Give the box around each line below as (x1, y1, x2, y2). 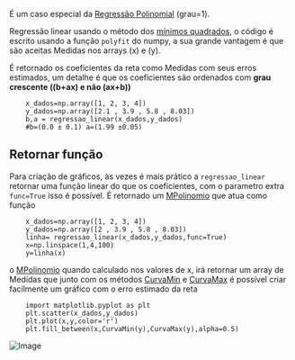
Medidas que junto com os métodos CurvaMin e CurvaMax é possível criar (9, 274, 287, 284)
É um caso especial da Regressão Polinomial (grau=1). (9, 9, 210, 19)
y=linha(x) (25, 248, 67, 257)
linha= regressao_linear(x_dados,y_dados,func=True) (25, 232, 228, 242)
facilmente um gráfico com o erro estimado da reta (9, 283, 198, 294)
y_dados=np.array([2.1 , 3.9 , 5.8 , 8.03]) (25, 107, 195, 116)
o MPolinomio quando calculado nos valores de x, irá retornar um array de (9, 264, 285, 274)
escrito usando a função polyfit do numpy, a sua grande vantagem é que (9, 36, 284, 46)
